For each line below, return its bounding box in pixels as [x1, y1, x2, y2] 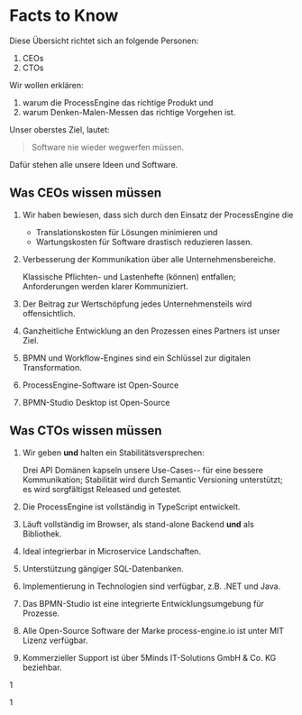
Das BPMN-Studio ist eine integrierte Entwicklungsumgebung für [22, 598, 264, 609]
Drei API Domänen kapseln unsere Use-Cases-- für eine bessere [22, 464, 264, 475]
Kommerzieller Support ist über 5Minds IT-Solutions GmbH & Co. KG [22, 652, 277, 663]
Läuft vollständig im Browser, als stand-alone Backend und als [22, 518, 254, 529]
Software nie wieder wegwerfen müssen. [31, 142, 185, 152]
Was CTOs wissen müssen [9, 423, 162, 438]
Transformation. [22, 362, 83, 372]
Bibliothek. [22, 528, 62, 539]
